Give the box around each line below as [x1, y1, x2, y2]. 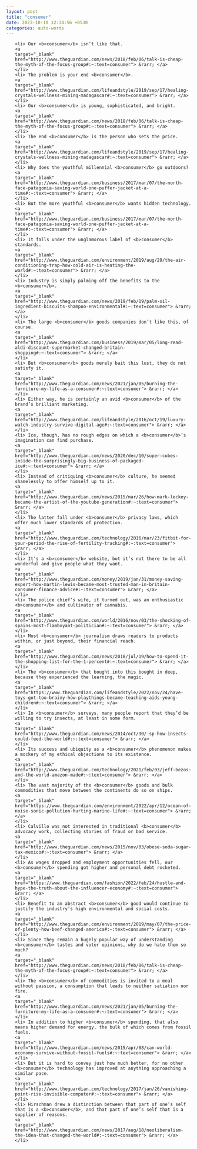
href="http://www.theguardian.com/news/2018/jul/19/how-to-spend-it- [14, 654, 189, 660]
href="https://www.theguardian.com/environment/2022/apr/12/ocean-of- [14, 803, 192, 809]
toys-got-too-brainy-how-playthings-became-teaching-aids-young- [14, 695, 178, 701]
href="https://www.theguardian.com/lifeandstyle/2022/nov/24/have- [14, 690, 183, 696]
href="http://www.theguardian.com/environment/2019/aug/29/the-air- [14, 257, 186, 264]
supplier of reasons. [14, 1112, 68, 1118]
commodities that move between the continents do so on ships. [14, 788, 173, 794]
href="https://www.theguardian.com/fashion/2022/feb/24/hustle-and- [14, 880, 186, 886]
